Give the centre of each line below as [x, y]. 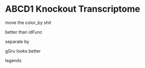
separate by [17, 41]
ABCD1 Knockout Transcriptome [73, 9]
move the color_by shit [28, 23]
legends [13, 60]
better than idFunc [24, 32]
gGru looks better [23, 51]
